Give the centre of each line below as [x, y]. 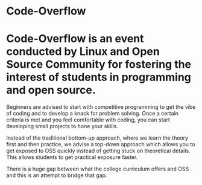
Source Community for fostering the [99, 64]
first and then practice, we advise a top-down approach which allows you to [101, 144]
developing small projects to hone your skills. [62, 126]
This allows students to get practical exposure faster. [72, 157]
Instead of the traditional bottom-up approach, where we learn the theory [97, 138]
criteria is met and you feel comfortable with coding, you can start [88, 120]
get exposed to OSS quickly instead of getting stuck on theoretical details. [98, 151]
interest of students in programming [99, 77]
